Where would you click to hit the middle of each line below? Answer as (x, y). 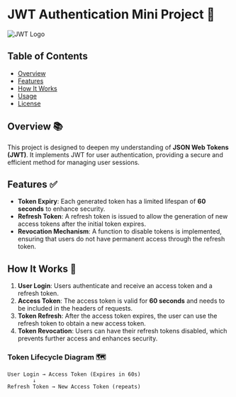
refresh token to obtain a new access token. (82, 323)
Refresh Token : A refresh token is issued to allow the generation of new (123, 217)
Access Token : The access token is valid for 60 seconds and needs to (121, 301)
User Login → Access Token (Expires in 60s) (74, 374)
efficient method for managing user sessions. (74, 162)
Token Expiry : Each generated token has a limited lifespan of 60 (112, 202)
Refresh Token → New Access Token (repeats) (74, 387)
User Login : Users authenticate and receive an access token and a (115, 286)
